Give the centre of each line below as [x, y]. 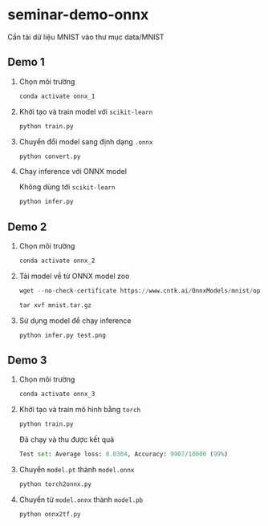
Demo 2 [27, 227]
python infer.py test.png [62, 335]
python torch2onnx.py [55, 484]
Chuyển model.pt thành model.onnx [77, 469]
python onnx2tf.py [50, 514]
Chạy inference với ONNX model [73, 172]
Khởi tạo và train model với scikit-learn [86, 111]
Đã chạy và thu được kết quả [67, 439]
